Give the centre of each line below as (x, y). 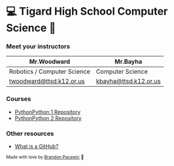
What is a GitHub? (37, 147)
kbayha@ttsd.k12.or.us (128, 82)
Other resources (30, 134)
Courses (19, 99)
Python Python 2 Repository (48, 118)
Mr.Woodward (50, 61)
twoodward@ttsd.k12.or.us (47, 82)
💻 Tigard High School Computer (87, 12)
